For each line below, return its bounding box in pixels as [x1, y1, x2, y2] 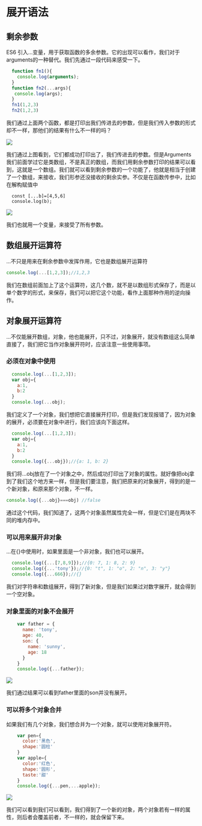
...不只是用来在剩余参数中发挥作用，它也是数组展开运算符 [6, 257, 148, 264]
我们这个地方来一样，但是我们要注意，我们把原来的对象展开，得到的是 [16, 478, 191, 485]
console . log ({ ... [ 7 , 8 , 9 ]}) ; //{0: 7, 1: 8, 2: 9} [11, 560, 136, 566]
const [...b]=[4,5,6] [11, 193, 66, 199]
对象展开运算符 [6, 316, 62, 326]
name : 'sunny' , [28, 644, 66, 650]
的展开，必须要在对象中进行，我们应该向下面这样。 [6, 418, 133, 426]
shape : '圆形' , [22, 766, 56, 772]
